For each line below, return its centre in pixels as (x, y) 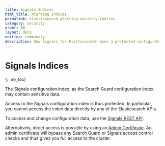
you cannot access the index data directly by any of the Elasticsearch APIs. (81, 109)
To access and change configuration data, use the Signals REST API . (74, 118)
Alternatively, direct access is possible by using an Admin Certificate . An (79, 127)
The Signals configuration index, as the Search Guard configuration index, (80, 89)
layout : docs (18, 32)
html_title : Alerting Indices (36, 14)
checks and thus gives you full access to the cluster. (58, 138)
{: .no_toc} (15, 79)
